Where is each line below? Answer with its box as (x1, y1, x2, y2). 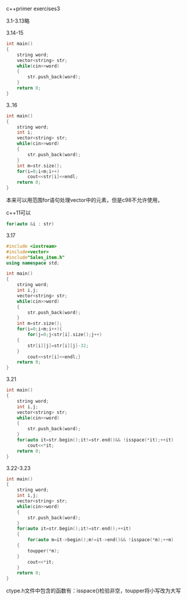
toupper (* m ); (27, 548, 60, 554)
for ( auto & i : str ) (6, 221, 55, 227)
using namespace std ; (6, 260, 60, 266)
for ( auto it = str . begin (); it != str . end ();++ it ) (17, 526, 132, 532)
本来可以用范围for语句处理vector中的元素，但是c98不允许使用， (6, 197, 163, 203)
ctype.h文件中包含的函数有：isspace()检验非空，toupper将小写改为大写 (6, 587, 181, 595)
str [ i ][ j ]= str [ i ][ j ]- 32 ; (27, 343, 89, 349)
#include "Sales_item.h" (6, 254, 65, 260)
